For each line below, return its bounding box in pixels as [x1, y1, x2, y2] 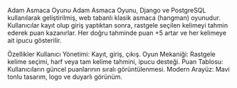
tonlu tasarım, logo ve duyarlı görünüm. [7, 72, 123, 81]
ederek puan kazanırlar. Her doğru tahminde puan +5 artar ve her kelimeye [7, 28, 226, 37]
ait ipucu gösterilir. [7, 36, 62, 45]
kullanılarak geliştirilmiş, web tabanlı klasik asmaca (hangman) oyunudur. [7, 13, 221, 22]
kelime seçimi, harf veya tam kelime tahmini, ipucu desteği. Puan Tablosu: [7, 57, 223, 66]
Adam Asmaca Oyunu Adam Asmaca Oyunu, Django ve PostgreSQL [7, 6, 206, 14]
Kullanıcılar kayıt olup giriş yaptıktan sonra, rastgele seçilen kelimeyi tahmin [7, 21, 228, 29]
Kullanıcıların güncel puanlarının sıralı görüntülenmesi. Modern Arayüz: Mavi [7, 65, 230, 73]
